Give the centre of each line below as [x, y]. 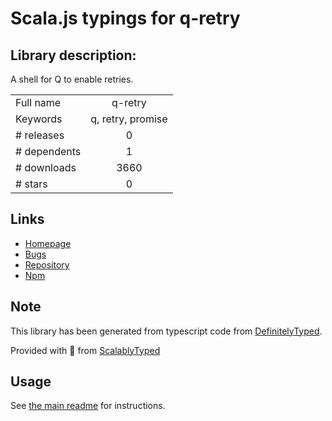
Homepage [48, 243]
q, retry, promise [129, 119]
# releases [40, 135]
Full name [38, 102]
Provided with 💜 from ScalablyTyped [85, 350]
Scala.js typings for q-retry [125, 18]
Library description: [73, 55]
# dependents [48, 151]
